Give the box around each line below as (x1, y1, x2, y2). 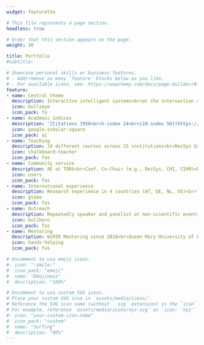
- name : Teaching (6, 138, 50, 144)
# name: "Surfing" (6, 324, 56, 330)
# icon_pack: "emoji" (6, 267, 64, 274)
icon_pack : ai (12, 132, 47, 138)
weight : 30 (6, 42, 34, 49)
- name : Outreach (6, 206, 50, 212)
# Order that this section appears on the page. (6, 37, 132, 43)
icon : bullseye (12, 104, 50, 110)
